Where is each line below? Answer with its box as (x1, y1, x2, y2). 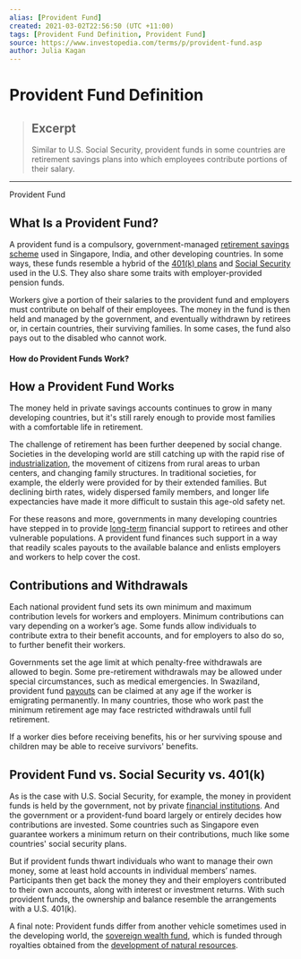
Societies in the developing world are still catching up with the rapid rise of (9, 449, 285, 460)
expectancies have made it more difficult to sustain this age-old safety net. (9, 497, 286, 507)
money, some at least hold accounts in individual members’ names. (9, 865, 257, 876)
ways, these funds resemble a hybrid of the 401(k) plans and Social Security (9, 257, 291, 269)
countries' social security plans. (9, 838, 127, 849)
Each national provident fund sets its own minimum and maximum (9, 601, 253, 612)
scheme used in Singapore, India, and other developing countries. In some (9, 248, 284, 259)
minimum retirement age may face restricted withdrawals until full (9, 704, 252, 715)
